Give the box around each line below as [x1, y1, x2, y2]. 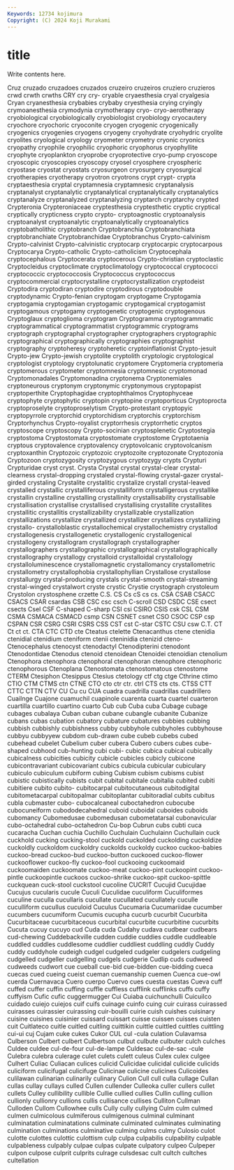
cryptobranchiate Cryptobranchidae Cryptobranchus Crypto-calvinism [7, 233, 211, 241]
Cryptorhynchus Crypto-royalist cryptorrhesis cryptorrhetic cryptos [7, 419, 203, 428]
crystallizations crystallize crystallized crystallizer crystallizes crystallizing [7, 516, 221, 524]
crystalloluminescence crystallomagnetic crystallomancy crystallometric [7, 560, 216, 569]
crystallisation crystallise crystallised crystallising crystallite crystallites [7, 501, 212, 509]
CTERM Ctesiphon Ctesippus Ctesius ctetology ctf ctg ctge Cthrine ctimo [7, 672, 218, 681]
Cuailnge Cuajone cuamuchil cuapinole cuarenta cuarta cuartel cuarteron [7, 695, 219, 703]
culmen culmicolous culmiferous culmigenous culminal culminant [7, 1112, 195, 1120]
